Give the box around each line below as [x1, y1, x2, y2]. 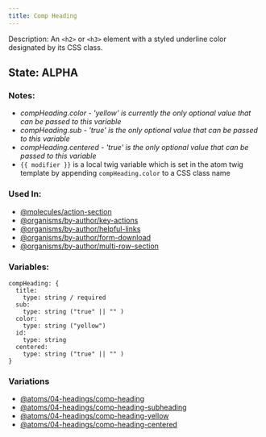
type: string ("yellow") [23, 322, 106, 330]
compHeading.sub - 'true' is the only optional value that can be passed [19, 126, 258, 135]
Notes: [8, 89, 35, 101]
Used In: [8, 189, 42, 200]
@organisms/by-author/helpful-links [19, 223, 141, 234]
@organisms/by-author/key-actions [19, 215, 139, 225]
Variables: [8, 261, 50, 273]
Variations [8, 376, 50, 387]
